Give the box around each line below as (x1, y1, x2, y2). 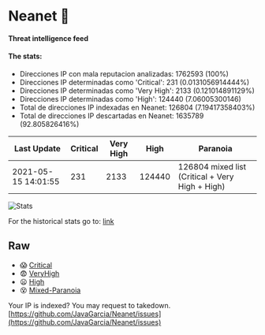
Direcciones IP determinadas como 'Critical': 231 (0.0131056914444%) (19, 77, 250, 87)
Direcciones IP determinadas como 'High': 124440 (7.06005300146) (19, 94, 242, 103)
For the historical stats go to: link (8, 216, 114, 225)
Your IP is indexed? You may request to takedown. (8, 300, 171, 310)
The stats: (8, 51, 43, 61)
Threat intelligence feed (8, 33, 89, 43)
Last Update (14, 143, 62, 154)
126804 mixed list (177, 161, 247, 172)
